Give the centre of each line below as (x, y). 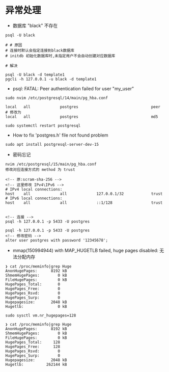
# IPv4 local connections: (34, 189)
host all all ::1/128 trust (84, 203)
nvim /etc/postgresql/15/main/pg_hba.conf (51, 164)
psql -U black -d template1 (35, 74)
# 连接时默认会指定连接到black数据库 (40, 50)
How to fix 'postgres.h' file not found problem (60, 135)
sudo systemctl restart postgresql (43, 125)
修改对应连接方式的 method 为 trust (40, 169)
